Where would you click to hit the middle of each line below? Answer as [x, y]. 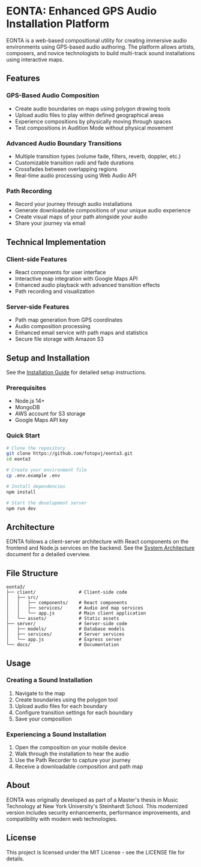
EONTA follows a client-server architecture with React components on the [97, 542]
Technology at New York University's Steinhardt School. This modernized [97, 806]
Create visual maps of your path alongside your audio [81, 217]
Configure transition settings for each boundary [74, 712]
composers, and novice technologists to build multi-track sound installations [100, 53]
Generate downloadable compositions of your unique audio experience [103, 211]
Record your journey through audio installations [73, 204]
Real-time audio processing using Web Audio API [76, 175]
